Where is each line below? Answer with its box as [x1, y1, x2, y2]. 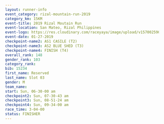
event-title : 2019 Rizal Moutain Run [5, 21, 82, 26]
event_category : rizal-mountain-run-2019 [5, 12, 91, 17]
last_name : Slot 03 [5, 75, 45, 80]
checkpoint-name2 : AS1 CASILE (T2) [5, 39, 78, 44]
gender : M [5, 80, 25, 84]
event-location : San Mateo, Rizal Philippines [5, 25, 102, 30]
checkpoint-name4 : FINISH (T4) [5, 48, 69, 53]
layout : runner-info [5, 7, 47, 12]
